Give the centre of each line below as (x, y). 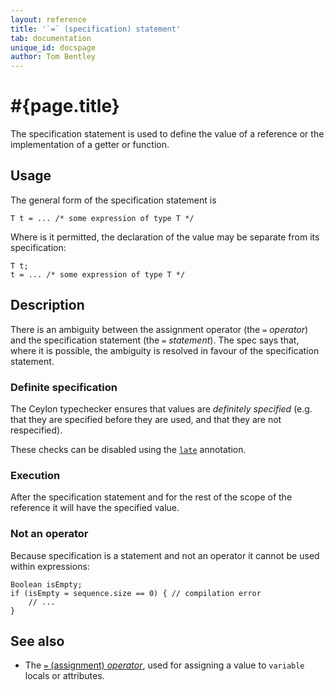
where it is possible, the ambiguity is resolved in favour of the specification (165, 350)
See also (37, 641)
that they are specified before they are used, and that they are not (146, 419)
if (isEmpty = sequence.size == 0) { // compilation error (136, 593)
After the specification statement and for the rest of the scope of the (151, 497)
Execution (35, 475)
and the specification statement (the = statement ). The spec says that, (155, 340)
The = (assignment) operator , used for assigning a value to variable (164, 665)
